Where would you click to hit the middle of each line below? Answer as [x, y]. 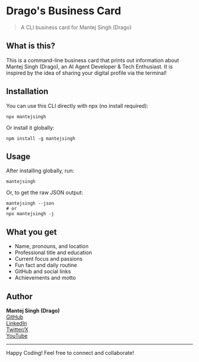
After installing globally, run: [40, 171]
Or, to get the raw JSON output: [45, 193]
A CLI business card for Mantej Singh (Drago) [76, 27]
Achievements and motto [45, 278]
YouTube [17, 336]
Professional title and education [53, 252]
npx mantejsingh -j [30, 214]
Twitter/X [17, 329]
